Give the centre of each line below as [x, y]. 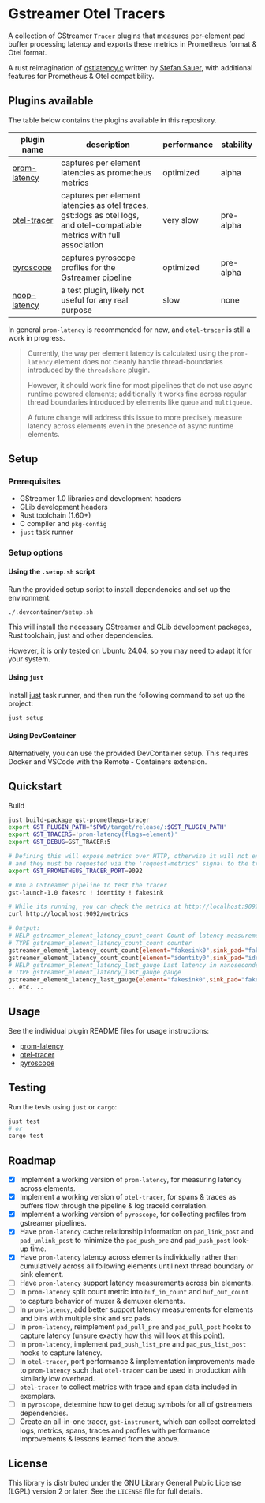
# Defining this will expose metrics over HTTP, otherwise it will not [128, 857]
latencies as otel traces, [105, 205]
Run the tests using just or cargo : [63, 1106]
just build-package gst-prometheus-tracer [79, 820]
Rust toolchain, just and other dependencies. [81, 635]
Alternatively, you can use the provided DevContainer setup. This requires [128, 753]
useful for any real [95, 299]
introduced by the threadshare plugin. [89, 370]
